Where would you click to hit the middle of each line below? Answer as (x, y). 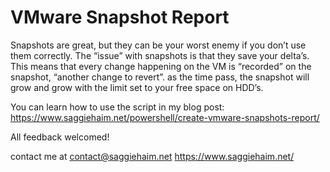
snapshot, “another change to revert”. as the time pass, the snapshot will (160, 77)
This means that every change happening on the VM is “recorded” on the (161, 66)
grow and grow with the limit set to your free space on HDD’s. (137, 87)
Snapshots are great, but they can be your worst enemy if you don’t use (158, 45)
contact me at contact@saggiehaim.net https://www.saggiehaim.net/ (152, 156)
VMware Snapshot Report (120, 17)
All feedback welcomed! (60, 137)
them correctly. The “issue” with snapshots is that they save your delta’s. (160, 55)
